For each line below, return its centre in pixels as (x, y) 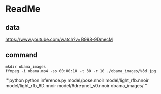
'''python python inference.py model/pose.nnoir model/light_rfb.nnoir (77, 80)
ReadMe (23, 9)
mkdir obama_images (26, 67)
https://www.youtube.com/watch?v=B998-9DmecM (59, 39)
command (21, 55)
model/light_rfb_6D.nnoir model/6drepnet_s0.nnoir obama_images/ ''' (77, 85)
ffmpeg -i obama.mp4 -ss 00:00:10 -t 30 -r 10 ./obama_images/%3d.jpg (81, 71)
